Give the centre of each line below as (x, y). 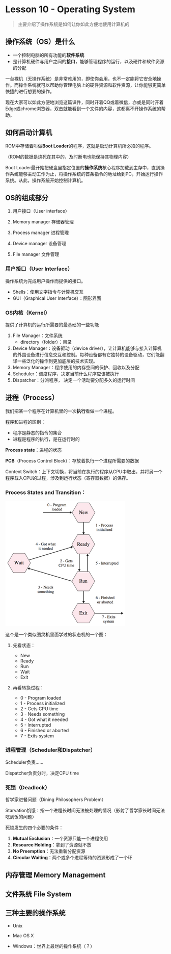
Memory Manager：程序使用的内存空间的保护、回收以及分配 (76, 367)
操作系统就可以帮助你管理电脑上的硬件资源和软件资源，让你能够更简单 (92, 85)
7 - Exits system (37, 736)
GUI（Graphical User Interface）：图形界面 (57, 298)
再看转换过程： (28, 688)
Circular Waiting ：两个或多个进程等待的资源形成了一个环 (73, 857)
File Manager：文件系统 (37, 336)
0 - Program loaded (41, 698)
